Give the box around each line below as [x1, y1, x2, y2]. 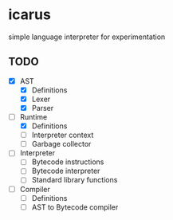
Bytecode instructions [31, 157, 104, 167]
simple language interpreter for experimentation [8, 32, 166, 41]
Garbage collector [31, 139, 92, 149]
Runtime [19, 112, 48, 121]
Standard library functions [31, 175, 118, 185]
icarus [8, 6, 52, 24]
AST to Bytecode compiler [31, 202, 119, 212]
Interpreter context [31, 130, 94, 140]
